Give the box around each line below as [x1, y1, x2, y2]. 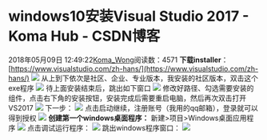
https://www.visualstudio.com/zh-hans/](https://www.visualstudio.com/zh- [10, 64, 258, 73]
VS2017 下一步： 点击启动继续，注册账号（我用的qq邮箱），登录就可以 [8, 103, 258, 112]
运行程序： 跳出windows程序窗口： [54, 122, 181, 132]
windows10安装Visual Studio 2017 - [8, 7, 249, 25]
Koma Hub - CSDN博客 [8, 27, 161, 45]
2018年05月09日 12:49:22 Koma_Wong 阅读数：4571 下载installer [8, 55, 221, 64]
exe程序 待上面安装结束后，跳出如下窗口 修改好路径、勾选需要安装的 [8, 83, 254, 92]
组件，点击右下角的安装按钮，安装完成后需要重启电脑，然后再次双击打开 [8, 93, 246, 103]
